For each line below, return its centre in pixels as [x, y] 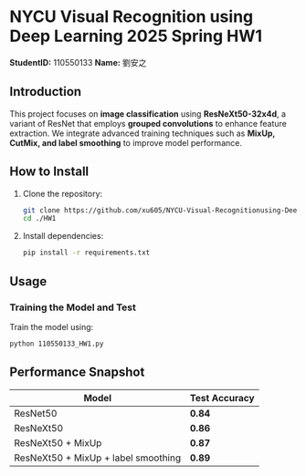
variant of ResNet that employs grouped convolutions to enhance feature [148, 123]
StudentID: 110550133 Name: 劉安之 [78, 62]
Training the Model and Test [73, 307]
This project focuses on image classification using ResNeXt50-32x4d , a [148, 114]
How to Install [49, 172]
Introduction [46, 92]
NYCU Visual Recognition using [132, 17]
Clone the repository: [63, 193]
